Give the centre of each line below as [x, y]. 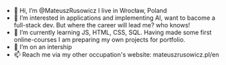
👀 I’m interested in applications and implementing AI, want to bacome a [114, 18]
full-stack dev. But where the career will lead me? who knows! [102, 25]
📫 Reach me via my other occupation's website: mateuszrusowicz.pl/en [116, 54]
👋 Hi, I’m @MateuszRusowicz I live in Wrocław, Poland [90, 11]
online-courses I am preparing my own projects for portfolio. [100, 40]
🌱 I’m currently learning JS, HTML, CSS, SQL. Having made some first [113, 32]
